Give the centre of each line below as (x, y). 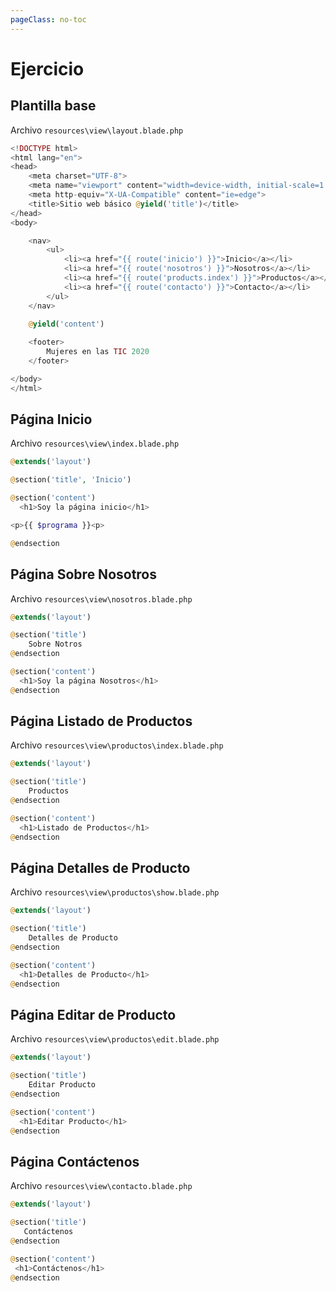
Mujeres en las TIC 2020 (98, 352)
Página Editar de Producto (93, 1014)
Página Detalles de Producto (100, 867)
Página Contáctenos (75, 1161)
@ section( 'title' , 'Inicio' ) (71, 480)
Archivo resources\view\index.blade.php (95, 443)
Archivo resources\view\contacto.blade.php (101, 1186)
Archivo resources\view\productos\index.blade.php (117, 745)
